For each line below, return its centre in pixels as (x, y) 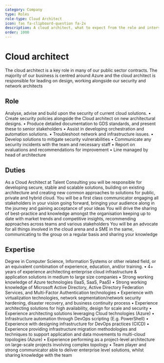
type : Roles (17, 14)
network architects (24, 86)
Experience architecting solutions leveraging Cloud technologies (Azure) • (80, 313)
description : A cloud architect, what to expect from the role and (75, 28)
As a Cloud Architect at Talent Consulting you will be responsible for (74, 182)
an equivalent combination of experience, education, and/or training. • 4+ (79, 267)
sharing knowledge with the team (39, 355)
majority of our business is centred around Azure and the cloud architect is (80, 75)
